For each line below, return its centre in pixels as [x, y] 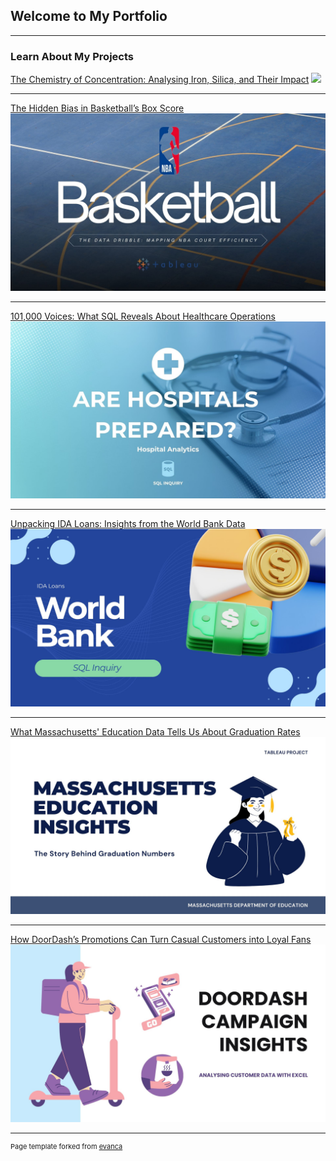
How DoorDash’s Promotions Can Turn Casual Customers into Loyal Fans [161, 940]
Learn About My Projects [72, 56]
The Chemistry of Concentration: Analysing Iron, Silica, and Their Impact [160, 80]
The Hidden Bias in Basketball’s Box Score [97, 108]
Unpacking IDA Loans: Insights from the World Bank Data [128, 524]
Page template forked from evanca [66, 1146]
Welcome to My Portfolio [89, 16]
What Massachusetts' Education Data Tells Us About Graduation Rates [155, 731]
